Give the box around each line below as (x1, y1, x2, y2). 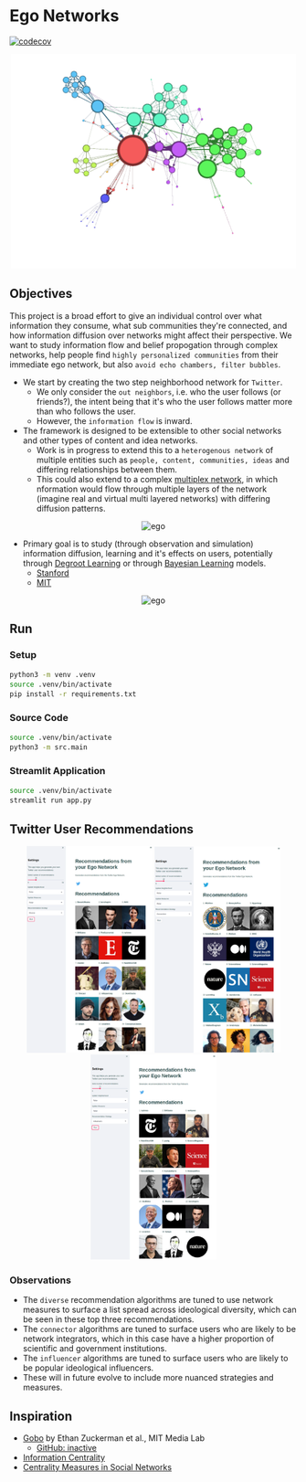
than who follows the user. (36, 406, 136, 417)
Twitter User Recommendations (9, 821, 195, 837)
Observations (9, 1274, 71, 1286)
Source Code (9, 711, 69, 724)
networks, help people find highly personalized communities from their (9, 349, 279, 360)
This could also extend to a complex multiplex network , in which (36, 473, 279, 484)
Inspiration (9, 1408, 73, 1424)
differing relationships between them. (36, 463, 178, 475)
